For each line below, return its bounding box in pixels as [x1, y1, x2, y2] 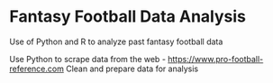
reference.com [9, 63, 65, 74]
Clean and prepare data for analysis [66, 63, 199, 74]
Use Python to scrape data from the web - [9, 53, 167, 64]
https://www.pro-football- [168, 53, 264, 64]
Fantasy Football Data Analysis [9, 6, 246, 27]
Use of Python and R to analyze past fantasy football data [9, 36, 223, 47]
